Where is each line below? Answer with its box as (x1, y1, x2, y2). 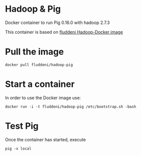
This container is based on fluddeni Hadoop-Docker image (5, 29, 123, 35)
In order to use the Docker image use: (5, 94, 81, 101)
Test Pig (5, 121, 39, 132)
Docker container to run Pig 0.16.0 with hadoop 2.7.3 (5, 20, 110, 25)
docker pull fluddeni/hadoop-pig (5, 62, 73, 67)
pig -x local (5, 146, 32, 151)
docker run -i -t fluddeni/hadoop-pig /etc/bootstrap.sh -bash (5, 104, 137, 109)
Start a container (5, 79, 75, 90)
